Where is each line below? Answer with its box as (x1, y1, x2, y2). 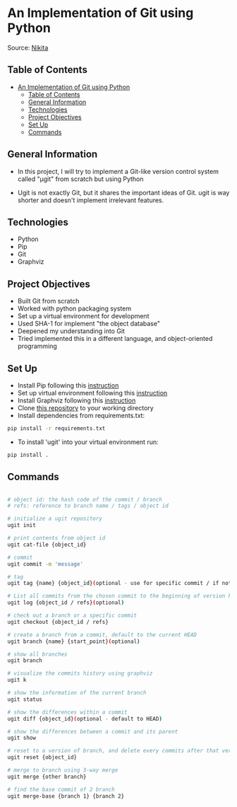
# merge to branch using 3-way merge (7, 767, 119, 774)
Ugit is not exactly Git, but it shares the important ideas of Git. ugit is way (17, 188, 230, 197)
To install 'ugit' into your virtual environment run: (17, 437, 159, 446)
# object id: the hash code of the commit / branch (7, 496, 162, 503)
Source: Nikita (7, 43, 49, 52)
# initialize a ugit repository (7, 515, 102, 523)
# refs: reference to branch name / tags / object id (7, 502, 169, 510)
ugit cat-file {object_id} (7, 541, 87, 548)
